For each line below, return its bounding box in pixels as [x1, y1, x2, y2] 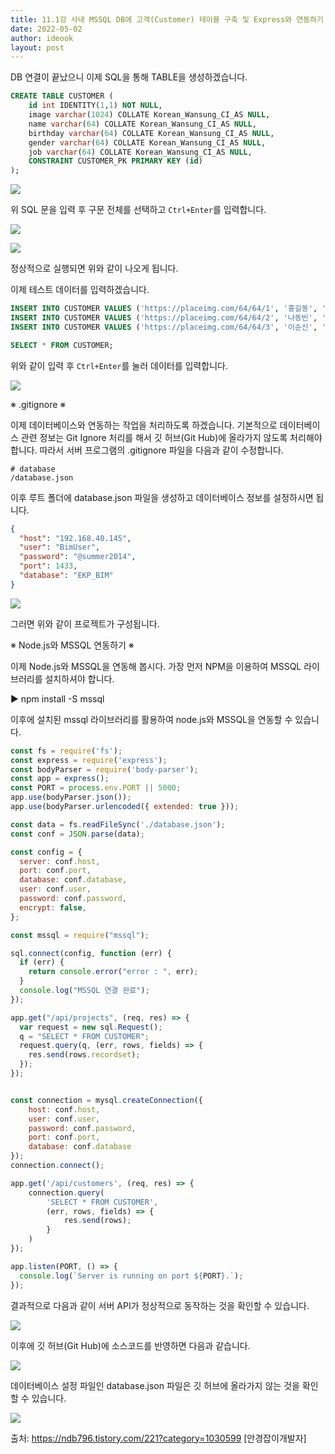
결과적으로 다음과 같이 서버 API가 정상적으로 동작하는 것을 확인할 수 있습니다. [10, 1299, 310, 1311]
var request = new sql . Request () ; [19, 1022, 163, 1032]
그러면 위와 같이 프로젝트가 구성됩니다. [10, 617, 160, 630]
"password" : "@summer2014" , [19, 552, 137, 562]
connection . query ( [28, 1187, 105, 1198]
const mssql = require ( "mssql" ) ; [10, 930, 150, 940]
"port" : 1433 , [19, 561, 78, 571]
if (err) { [19, 957, 65, 968]
